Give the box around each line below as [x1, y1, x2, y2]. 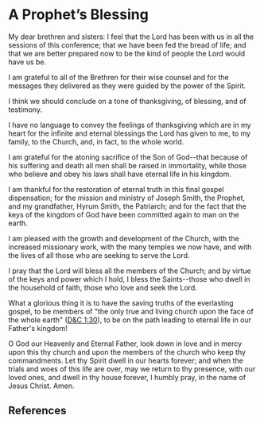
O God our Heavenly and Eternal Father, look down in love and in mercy [8, 339, 243, 348]
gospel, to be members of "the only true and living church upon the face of [8, 306, 254, 316]
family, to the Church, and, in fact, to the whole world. [8, 137, 184, 146]
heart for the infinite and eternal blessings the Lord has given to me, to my [8, 129, 251, 138]
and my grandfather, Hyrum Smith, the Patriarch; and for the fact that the [8, 201, 247, 211]
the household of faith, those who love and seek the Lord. [8, 283, 197, 292]
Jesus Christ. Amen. [8, 381, 75, 390]
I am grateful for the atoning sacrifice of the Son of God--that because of [8, 152, 248, 162]
